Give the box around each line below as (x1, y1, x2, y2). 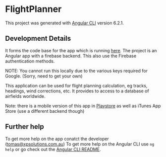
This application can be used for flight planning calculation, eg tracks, (5, 82, 148, 88)
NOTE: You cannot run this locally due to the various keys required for (5, 68, 148, 74)
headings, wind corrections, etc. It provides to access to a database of (5, 88, 150, 94)
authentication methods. (5, 58, 55, 64)
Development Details (5, 34, 71, 43)
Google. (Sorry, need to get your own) (5, 73, 83, 79)
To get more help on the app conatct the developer (5, 136, 109, 142)
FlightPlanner (5, 3, 62, 15)
